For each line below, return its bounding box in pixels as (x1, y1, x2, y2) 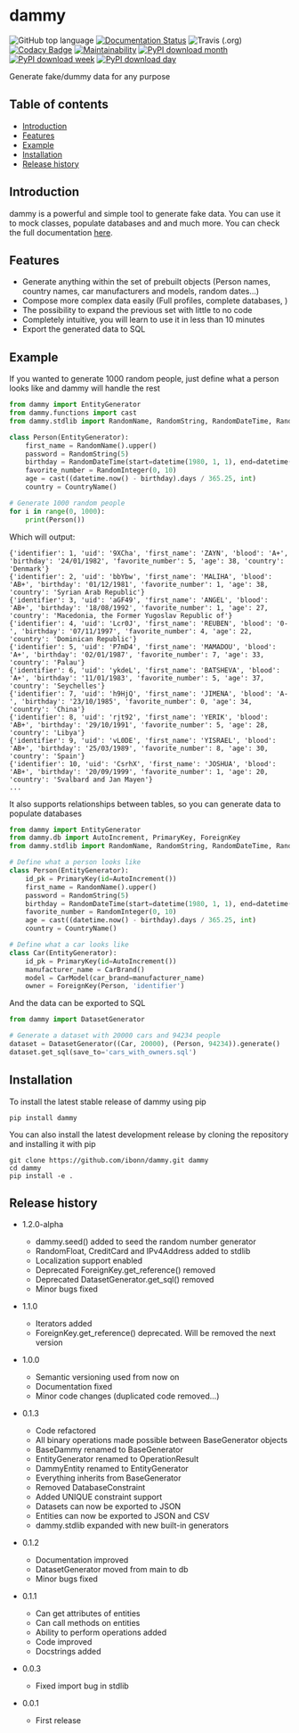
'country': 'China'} (9, 705, 86, 714)
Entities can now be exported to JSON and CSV (35, 1511, 210, 1522)
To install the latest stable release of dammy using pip (9, 1096, 206, 1107)
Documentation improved (35, 1555, 129, 1565)
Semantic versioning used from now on (35, 1372, 180, 1382)
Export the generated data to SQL (21, 324, 146, 334)
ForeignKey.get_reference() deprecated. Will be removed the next (35, 1328, 276, 1339)
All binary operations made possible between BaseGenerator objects (35, 1435, 287, 1446)
